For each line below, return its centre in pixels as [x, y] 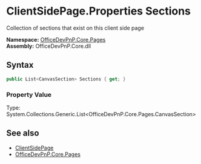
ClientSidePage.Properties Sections [99, 11]
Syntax [20, 65]
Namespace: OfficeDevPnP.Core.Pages [56, 39]
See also [23, 133]
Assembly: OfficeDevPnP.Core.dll [49, 46]
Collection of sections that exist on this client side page [75, 28]
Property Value [29, 94]
